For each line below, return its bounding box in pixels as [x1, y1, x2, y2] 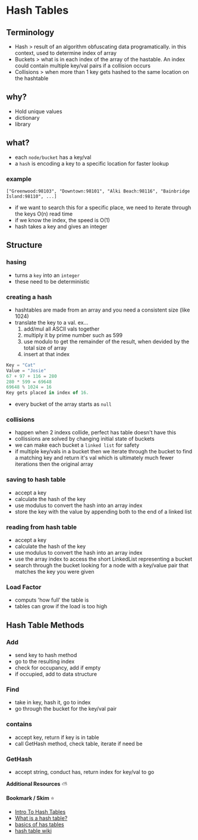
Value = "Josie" [6, 368, 46, 374]
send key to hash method [14, 652, 77, 659]
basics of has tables [14, 820, 64, 828]
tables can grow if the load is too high [14, 603, 108, 610]
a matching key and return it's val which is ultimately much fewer [14, 454, 174, 462]
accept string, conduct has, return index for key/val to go [14, 768, 155, 775]
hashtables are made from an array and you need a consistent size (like [14, 306, 190, 313]
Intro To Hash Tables [14, 808, 66, 815]
